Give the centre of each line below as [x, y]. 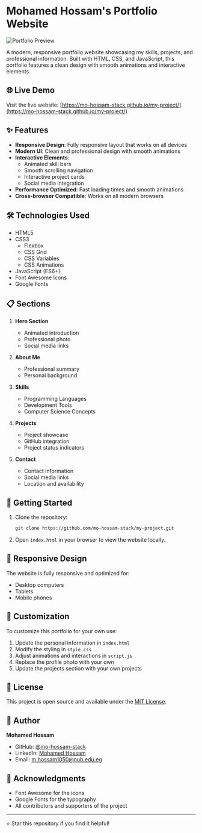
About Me [28, 358]
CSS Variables [41, 259]
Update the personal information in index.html [72, 643]
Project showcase [46, 435]
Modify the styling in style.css [53, 649]
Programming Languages [55, 399]
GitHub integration [47, 441]
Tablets [24, 591]
